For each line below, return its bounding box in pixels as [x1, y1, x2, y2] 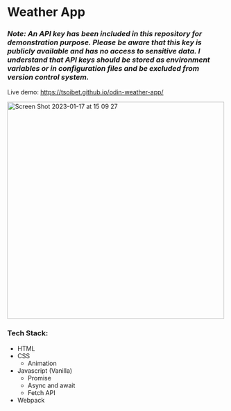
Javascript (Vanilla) [17, 366, 73, 375]
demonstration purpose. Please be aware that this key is [7, 37, 203, 47]
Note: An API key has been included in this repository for [7, 29, 203, 39]
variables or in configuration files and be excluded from [7, 64, 200, 74]
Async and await [27, 381, 76, 389]
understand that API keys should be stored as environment [7, 55, 210, 65]
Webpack [17, 396, 45, 404]
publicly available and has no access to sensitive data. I [7, 47, 200, 56]
